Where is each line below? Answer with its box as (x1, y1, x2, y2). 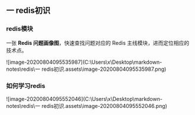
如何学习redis (6, 81, 45, 90)
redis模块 (6, 25, 34, 33)
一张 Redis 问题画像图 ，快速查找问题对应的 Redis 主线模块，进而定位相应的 (6, 39, 190, 46)
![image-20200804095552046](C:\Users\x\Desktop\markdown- (6, 95, 162, 102)
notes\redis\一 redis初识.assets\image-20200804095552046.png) (6, 102, 167, 109)
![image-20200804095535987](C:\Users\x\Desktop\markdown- (6, 58, 162, 65)
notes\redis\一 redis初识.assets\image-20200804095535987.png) (6, 65, 167, 73)
